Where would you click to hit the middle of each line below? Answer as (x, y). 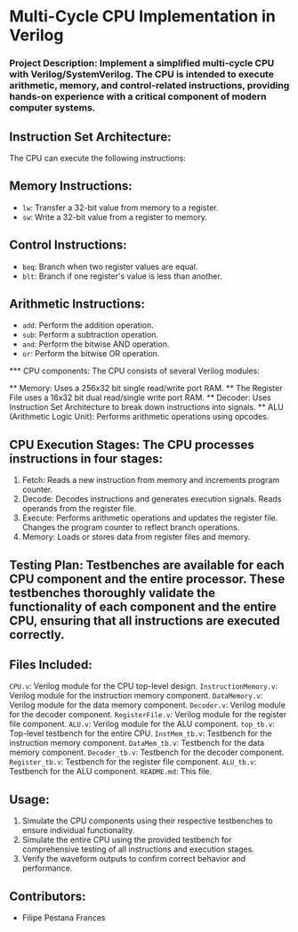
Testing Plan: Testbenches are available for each (147, 564)
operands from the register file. (79, 509)
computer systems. (52, 108)
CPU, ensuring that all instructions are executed (145, 621)
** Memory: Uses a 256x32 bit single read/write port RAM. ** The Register (146, 388)
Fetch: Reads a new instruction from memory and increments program (151, 480)
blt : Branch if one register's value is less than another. (122, 276)
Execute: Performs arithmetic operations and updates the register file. (150, 518)
